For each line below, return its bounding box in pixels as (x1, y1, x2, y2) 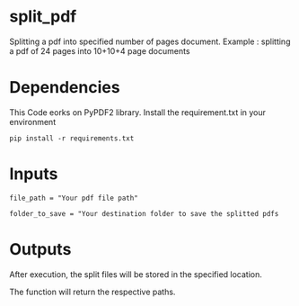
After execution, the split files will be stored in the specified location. (9, 268, 263, 280)
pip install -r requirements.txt (9, 133, 135, 143)
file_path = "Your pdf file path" (9, 193, 139, 202)
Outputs (9, 239, 72, 259)
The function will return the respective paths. (9, 286, 176, 297)
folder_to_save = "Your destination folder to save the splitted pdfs (9, 209, 279, 218)
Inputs (9, 164, 58, 184)
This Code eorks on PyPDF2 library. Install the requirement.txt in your (9, 106, 267, 118)
